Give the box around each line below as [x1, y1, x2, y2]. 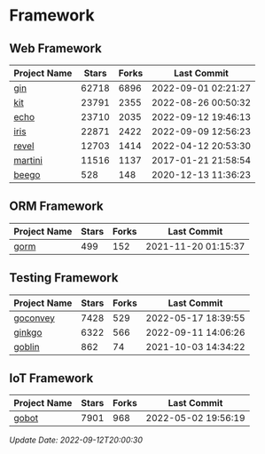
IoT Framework [9, 370, 94, 386]
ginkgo [13, 326, 43, 339]
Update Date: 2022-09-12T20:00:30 [9, 434, 144, 445]
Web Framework [9, 41, 102, 56]
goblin [13, 340, 40, 353]
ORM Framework [9, 199, 104, 214]
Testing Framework [9, 270, 119, 285]
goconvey [13, 312, 56, 324]
